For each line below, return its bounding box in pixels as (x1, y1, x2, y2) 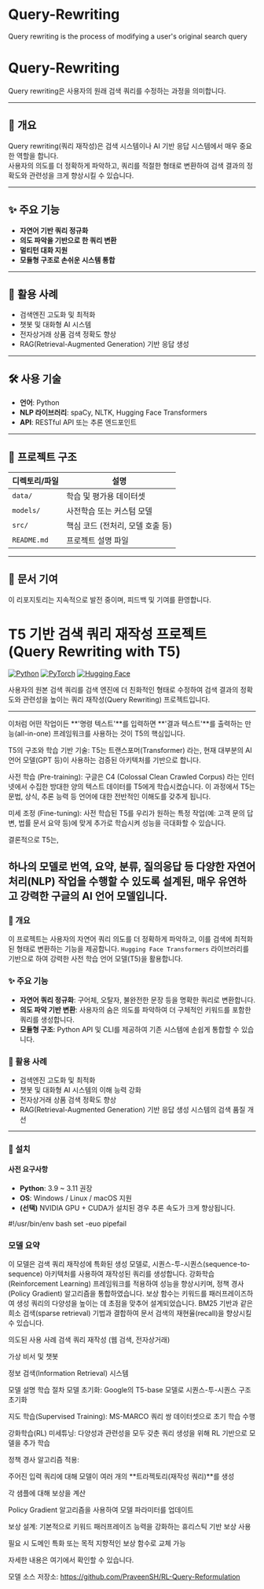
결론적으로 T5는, (8, 835, 59, 844)
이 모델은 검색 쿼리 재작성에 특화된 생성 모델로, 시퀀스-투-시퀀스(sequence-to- (8, 1259, 250, 1269)
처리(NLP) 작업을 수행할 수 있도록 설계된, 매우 (8, 875, 216, 888)
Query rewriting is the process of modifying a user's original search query (8, 31, 247, 41)
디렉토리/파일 (12, 475, 59, 486)
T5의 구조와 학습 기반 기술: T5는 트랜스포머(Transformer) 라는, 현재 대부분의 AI (8, 745, 253, 754)
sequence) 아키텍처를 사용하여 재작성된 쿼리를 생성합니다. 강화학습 (8, 1269, 214, 1279)
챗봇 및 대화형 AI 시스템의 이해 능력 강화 (19, 1085, 141, 1094)
